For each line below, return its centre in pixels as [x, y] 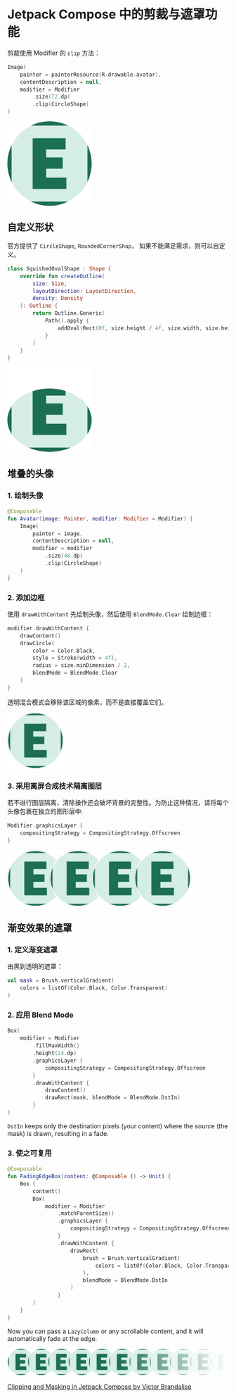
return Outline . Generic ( [69, 313]
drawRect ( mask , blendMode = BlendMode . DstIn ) [112, 1098]
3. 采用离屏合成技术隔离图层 [55, 786]
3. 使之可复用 [29, 1153]
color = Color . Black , [64, 651]
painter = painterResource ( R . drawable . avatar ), [91, 75]
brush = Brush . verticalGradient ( [131, 1258]
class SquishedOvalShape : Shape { [59, 268]
